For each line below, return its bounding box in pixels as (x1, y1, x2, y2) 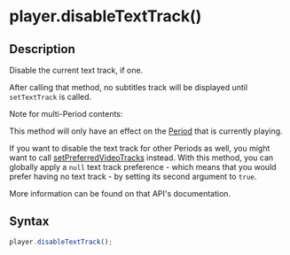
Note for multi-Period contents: (9, 109, 123, 119)
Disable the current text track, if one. (9, 65, 144, 75)
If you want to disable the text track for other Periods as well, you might (9, 143, 270, 153)
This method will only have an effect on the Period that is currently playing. (9, 126, 283, 136)
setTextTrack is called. (9, 91, 92, 102)
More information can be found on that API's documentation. (9, 189, 231, 198)
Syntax (9, 214, 50, 229)
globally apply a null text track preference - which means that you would (9, 162, 277, 172)
